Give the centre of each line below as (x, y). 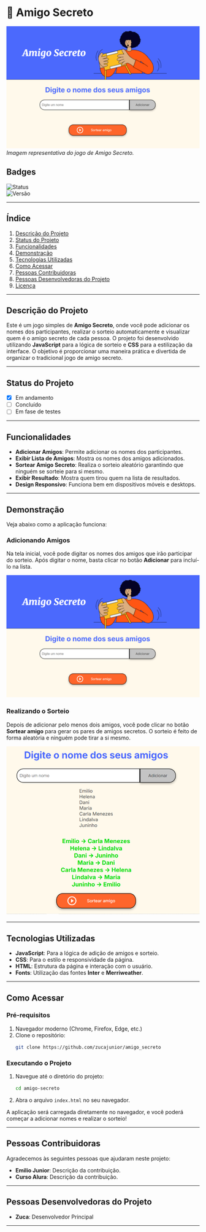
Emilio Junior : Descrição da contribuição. (68, 1170)
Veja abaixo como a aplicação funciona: (57, 524)
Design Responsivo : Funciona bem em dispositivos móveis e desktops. (105, 485)
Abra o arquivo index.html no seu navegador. (72, 1100)
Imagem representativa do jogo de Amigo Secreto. (70, 152)
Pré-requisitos (28, 1015)
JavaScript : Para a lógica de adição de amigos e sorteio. (87, 953)
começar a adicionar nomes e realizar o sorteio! (67, 1118)
